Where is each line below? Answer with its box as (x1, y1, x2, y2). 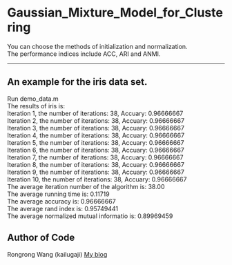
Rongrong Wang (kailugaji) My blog (7, 250, 108, 258)
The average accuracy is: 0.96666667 (7, 197, 116, 205)
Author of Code (7, 232, 75, 244)
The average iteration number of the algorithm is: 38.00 (7, 182, 165, 190)
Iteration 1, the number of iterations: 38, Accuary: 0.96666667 (7, 109, 184, 117)
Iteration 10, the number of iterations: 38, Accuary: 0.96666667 (7, 175, 187, 184)
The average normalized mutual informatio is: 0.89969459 (7, 212, 173, 220)
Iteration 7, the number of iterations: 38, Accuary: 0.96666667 (7, 153, 184, 161)
